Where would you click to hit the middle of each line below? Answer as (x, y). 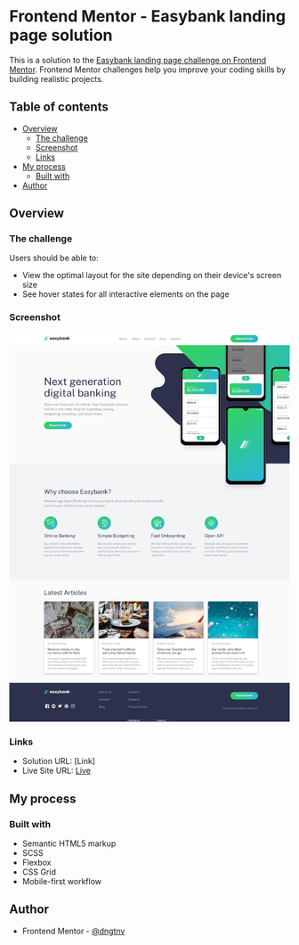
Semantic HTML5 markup (69, 843)
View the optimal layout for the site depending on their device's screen (152, 275)
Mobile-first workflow (62, 882)
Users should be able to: (54, 258)
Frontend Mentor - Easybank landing (148, 16)
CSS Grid (39, 872)
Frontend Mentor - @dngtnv (73, 931)
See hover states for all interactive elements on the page (125, 294)
